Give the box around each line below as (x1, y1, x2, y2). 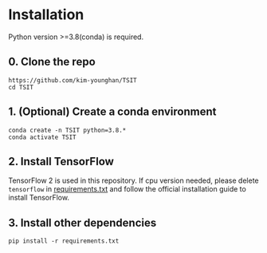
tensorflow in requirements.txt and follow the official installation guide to (8, 184, 247, 194)
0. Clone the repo (8, 55, 96, 69)
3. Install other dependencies (8, 215, 157, 229)
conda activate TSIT (8, 133, 77, 141)
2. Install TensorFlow (8, 154, 114, 168)
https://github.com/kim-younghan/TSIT (8, 76, 137, 85)
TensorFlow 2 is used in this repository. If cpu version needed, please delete (8, 176, 259, 185)
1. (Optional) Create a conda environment (8, 105, 217, 119)
